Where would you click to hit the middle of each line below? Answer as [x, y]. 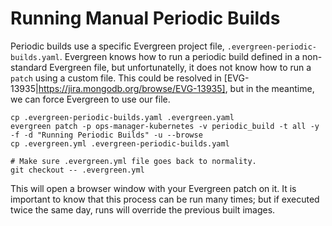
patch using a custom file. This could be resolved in [116, 78]
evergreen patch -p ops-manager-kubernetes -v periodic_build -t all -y [165, 126]
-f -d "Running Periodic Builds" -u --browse [106, 135]
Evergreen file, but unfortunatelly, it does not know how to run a [180, 67]
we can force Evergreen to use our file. [90, 99]
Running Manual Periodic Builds [145, 18]
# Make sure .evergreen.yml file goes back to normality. [133, 161]
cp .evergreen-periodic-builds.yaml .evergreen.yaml [122, 117]
